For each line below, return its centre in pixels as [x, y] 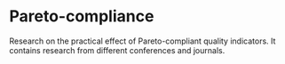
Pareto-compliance [82, 16]
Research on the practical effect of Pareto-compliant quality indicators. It [142, 41]
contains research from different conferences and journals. [117, 50]
